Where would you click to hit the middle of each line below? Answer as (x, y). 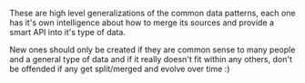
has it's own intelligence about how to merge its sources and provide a (142, 23)
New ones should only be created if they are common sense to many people (152, 50)
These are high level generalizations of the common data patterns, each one (152, 13)
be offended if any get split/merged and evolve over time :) (120, 69)
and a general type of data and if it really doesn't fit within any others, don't (151, 59)
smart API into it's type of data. (67, 32)
